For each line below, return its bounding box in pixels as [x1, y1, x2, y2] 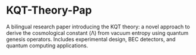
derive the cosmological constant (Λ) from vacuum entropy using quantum [6, 29, 189, 36]
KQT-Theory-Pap [6, 4, 92, 17]
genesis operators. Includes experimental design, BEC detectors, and [6, 35, 176, 43]
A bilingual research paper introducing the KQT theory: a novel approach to [6, 23, 190, 30]
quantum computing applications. [6, 42, 88, 49]
